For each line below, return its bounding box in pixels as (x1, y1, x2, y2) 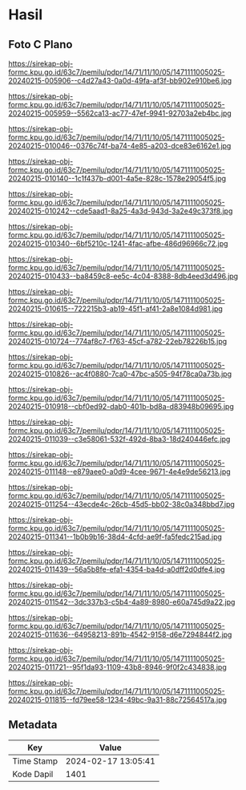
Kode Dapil (12, 768, 54, 780)
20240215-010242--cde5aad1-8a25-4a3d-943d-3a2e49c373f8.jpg (8, 206, 233, 216)
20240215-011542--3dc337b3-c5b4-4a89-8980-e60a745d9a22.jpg (8, 598, 236, 606)
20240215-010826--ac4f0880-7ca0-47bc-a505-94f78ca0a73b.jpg (8, 369, 232, 379)
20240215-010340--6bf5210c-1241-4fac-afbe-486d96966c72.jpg (8, 239, 228, 248)
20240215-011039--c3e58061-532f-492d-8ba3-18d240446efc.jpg (8, 435, 231, 444)
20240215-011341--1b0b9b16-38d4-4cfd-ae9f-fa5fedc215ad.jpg (8, 532, 223, 541)
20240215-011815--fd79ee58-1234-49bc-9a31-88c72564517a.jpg (8, 695, 227, 704)
